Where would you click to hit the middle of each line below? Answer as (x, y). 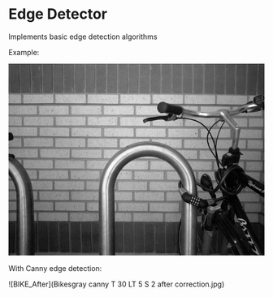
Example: (24, 52)
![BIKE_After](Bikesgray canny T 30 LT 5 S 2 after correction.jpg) (117, 284)
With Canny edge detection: (55, 268)
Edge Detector (58, 14)
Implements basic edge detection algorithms (83, 37)
